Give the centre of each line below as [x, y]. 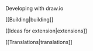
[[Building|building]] [30, 19]
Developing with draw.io [35, 8]
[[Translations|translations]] [39, 42]
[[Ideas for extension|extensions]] [46, 31]
